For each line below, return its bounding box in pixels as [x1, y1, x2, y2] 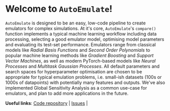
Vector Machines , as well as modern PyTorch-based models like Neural [5, 58, 156, 64]
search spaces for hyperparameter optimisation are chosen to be [5, 68, 142, 74]
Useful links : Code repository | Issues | [5, 100, 88, 106]
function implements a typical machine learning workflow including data [5, 31, 157, 37]
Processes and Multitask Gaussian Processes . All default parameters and [5, 63, 160, 69]
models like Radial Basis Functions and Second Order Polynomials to [5, 47, 151, 53]
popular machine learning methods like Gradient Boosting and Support [5, 52, 154, 59]
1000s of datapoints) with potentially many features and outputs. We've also [5, 79, 165, 86]
